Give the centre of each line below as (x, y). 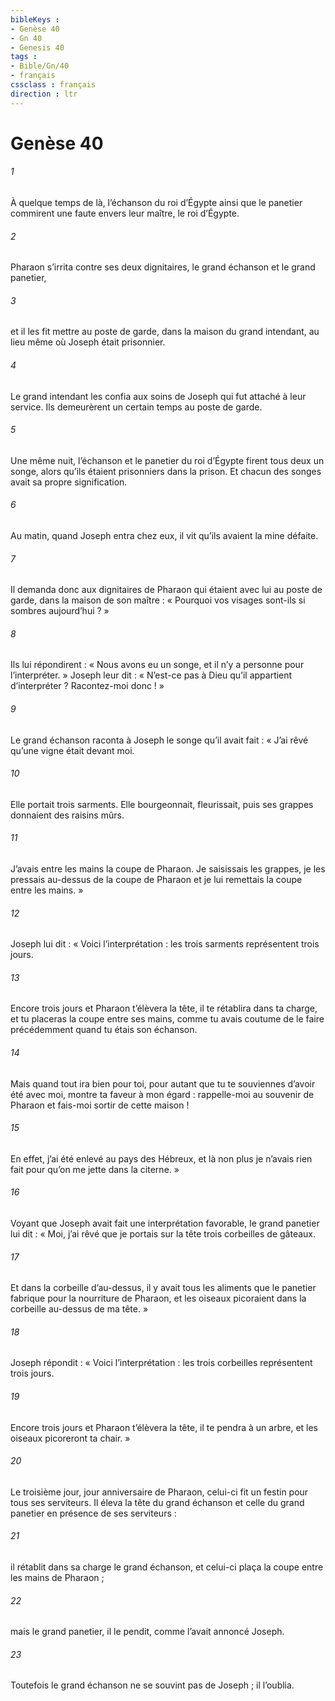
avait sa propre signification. (69, 482)
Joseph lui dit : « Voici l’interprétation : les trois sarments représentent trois (165, 944)
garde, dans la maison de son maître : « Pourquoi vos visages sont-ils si (158, 600)
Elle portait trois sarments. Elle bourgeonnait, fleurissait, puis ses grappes (162, 804)
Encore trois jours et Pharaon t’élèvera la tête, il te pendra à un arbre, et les (164, 1427)
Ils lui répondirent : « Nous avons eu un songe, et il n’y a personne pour (157, 665)
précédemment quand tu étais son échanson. (104, 1030)
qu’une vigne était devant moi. (72, 750)
